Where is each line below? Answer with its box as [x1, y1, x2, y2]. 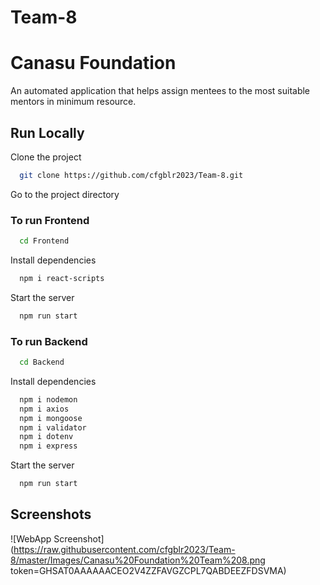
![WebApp [10, 532, 52, 545]
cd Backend [19, 357, 65, 368]
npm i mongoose [19, 413, 83, 423]
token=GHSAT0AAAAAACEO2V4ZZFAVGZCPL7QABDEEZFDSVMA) [10, 564, 287, 576]
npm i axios [19, 404, 70, 414]
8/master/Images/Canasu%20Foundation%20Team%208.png [10, 554, 266, 566]
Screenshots [10, 506, 92, 523]
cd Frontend [19, 236, 70, 246]
